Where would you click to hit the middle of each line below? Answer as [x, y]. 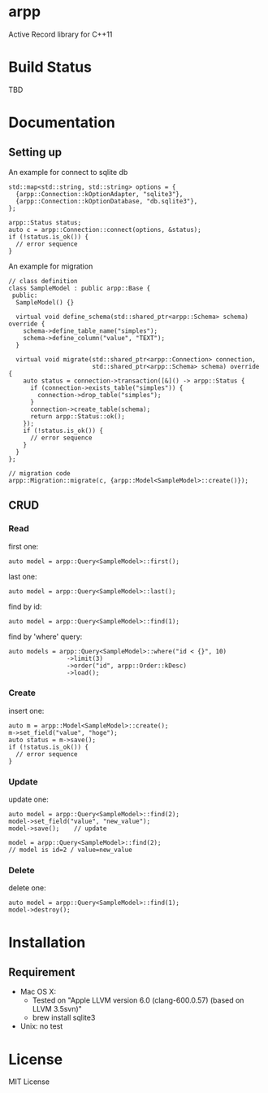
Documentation [62, 122]
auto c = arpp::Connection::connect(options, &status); [105, 230]
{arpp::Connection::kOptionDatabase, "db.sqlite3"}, [107, 201]
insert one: [26, 710]
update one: [28, 799]
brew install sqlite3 [64, 1018]
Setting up [35, 153]
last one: [23, 576]
